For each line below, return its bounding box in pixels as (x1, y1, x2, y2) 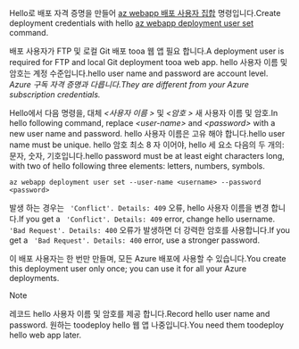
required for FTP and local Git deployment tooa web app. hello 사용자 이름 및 (9, 57, 288, 67)
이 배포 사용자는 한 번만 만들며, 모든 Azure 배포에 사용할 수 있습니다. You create (9, 253, 287, 263)
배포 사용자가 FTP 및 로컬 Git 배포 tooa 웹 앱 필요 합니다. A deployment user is (9, 46, 285, 56)
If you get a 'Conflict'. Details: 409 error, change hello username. (18, 213, 276, 224)
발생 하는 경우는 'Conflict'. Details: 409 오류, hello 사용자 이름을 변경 (9, 203, 270, 212)
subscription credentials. (9, 89, 101, 100)
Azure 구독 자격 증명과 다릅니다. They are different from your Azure (9, 79, 250, 89)
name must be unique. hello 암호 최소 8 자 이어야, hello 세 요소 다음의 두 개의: (9, 139, 285, 150)
